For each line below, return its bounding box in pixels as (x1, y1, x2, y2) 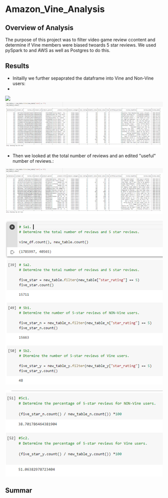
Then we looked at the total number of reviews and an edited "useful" (12, 153, 156, 159)
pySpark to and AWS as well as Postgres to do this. (5, 48, 110, 53)
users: (12, 80, 26, 86)
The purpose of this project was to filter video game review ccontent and (5, 37, 156, 43)
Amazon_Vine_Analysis (5, 4, 105, 15)
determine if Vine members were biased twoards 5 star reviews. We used (5, 42, 156, 48)
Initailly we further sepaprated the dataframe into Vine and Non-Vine (12, 75, 154, 81)
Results (5, 62, 29, 71)
